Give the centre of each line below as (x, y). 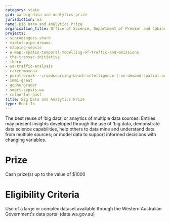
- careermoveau (21, 71)
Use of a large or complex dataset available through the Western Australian (83, 209)
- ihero (13, 62)
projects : (16, 33)
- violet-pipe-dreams (28, 43)
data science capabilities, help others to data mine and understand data (80, 129)
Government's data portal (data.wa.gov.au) (50, 214)
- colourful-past (24, 95)
